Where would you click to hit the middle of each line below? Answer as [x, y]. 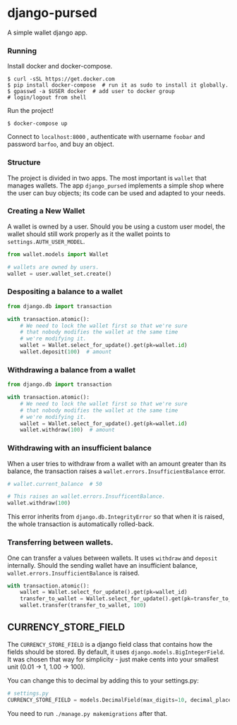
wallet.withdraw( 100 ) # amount [67, 430]
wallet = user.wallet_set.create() [60, 274]
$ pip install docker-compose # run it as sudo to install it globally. [118, 85]
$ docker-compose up [38, 124]
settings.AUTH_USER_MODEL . [46, 241]
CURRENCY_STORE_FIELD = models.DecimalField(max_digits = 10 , [98, 700]
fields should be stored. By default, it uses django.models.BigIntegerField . [116, 652]
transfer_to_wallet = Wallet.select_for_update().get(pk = [107, 599]
